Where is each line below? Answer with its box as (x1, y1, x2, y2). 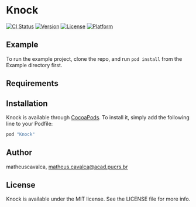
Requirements (6, 78, 59, 88)
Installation (6, 98, 48, 108)
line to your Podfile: (6, 120, 53, 127)
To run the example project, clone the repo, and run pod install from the (6, 55, 183, 62)
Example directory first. (6, 61, 63, 68)
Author (6, 147, 32, 158)
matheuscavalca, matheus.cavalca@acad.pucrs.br (6, 163, 128, 170)
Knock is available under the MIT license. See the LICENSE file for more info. (6, 195, 191, 202)
